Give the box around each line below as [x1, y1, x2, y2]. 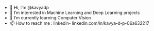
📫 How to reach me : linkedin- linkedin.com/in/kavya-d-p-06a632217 [9, 20, 150, 26]
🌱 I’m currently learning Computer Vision [9, 15, 91, 20]
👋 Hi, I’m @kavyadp [9, 5, 49, 10]
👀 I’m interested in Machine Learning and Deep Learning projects [9, 10, 140, 15]
